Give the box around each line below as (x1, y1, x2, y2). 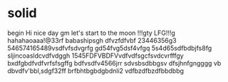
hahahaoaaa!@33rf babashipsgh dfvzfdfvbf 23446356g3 (7, 36, 177, 44)
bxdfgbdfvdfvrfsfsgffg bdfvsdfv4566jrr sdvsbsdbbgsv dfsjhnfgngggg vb (7, 58, 222, 67)
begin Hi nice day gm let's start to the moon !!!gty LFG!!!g (7, 29, 176, 37)
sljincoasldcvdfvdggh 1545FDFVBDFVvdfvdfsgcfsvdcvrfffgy (7, 51, 184, 60)
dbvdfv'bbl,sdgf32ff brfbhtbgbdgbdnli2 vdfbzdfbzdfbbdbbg (7, 66, 184, 75)
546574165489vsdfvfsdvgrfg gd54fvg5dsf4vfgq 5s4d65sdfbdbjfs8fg (7, 43, 212, 52)
